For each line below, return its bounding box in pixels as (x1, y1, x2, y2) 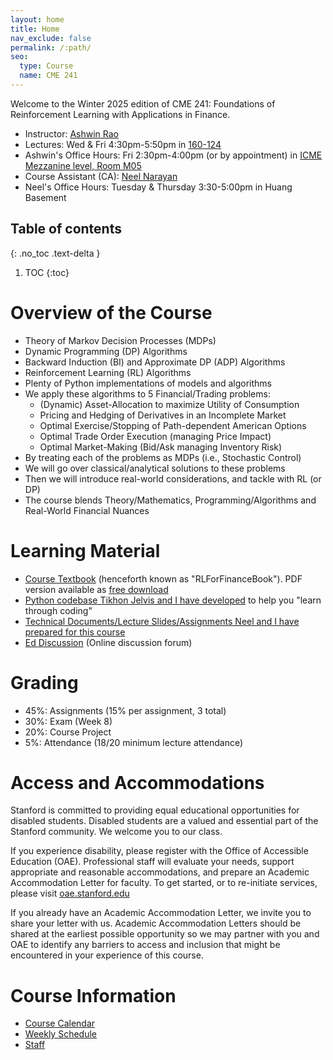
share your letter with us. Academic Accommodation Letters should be (10, 917, 302, 930)
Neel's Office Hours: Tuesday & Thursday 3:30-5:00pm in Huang (24, 181, 293, 193)
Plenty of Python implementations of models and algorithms (24, 377, 272, 389)
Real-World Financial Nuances (24, 504, 150, 516)
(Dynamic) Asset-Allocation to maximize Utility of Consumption (39, 398, 300, 410)
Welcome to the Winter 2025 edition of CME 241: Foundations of (10, 97, 276, 110)
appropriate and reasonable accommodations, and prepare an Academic (10, 866, 310, 878)
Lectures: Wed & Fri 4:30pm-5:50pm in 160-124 (24, 138, 222, 150)
